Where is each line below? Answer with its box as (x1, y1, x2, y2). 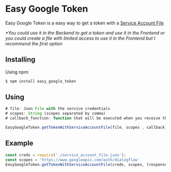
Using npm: (5, 69, 30, 75)
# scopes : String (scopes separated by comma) (5, 111, 106, 116)
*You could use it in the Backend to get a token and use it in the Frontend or (5, 30, 165, 36)
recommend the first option (5, 40, 63, 46)
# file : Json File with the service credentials (5, 106, 110, 111)
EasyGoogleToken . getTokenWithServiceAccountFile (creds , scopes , (5, 162, 145, 167)
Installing (5, 55, 36, 64)
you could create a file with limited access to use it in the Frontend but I (5, 35, 155, 41)
